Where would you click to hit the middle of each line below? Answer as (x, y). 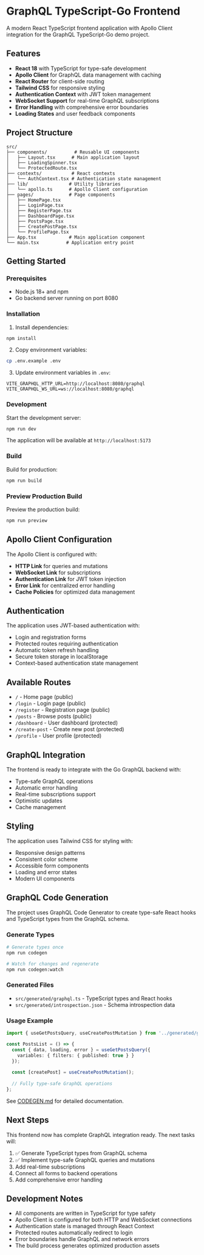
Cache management (40, 807)
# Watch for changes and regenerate (53, 964)
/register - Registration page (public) (63, 710)
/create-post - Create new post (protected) (70, 729)
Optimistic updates (39, 801)
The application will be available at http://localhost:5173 (79, 440)
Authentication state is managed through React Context (84, 1226)
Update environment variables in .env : (63, 373)
